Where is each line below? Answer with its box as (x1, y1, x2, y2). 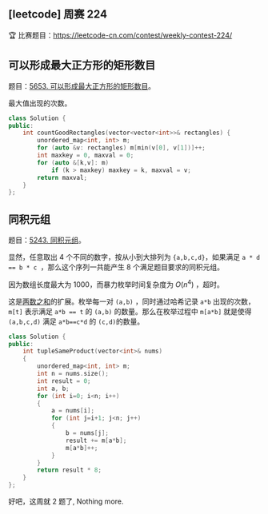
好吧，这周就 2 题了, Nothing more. (8, 496, 124, 506)
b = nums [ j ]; (65, 429, 110, 437)
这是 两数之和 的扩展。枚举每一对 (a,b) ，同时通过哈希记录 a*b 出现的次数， (8, 297, 256, 306)
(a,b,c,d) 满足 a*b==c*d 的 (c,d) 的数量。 (8, 317, 145, 326)
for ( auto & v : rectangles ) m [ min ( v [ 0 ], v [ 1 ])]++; (37, 144, 206, 152)
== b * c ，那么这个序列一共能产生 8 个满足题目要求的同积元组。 (8, 262, 224, 272)
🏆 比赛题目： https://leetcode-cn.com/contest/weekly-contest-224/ (8, 30, 233, 40)
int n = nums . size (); (37, 370, 110, 378)
